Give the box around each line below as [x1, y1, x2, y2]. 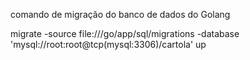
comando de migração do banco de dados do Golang [10, 9, 231, 20]
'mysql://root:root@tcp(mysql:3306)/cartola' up [10, 39, 207, 50]
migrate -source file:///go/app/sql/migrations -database [10, 28, 240, 39]
